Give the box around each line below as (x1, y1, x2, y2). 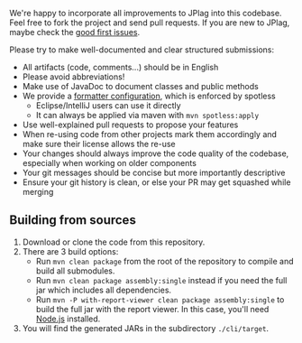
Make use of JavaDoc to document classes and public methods (22, 81, 259, 91)
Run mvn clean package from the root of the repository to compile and (35, 255, 294, 266)
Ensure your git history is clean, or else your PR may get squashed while (22, 177, 291, 188)
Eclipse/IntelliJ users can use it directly (35, 100, 182, 111)
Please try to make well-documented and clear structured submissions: (9, 44, 275, 55)
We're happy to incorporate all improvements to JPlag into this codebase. (9, 8, 282, 18)
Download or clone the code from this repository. (22, 236, 206, 247)
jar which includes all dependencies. (35, 284, 172, 295)
